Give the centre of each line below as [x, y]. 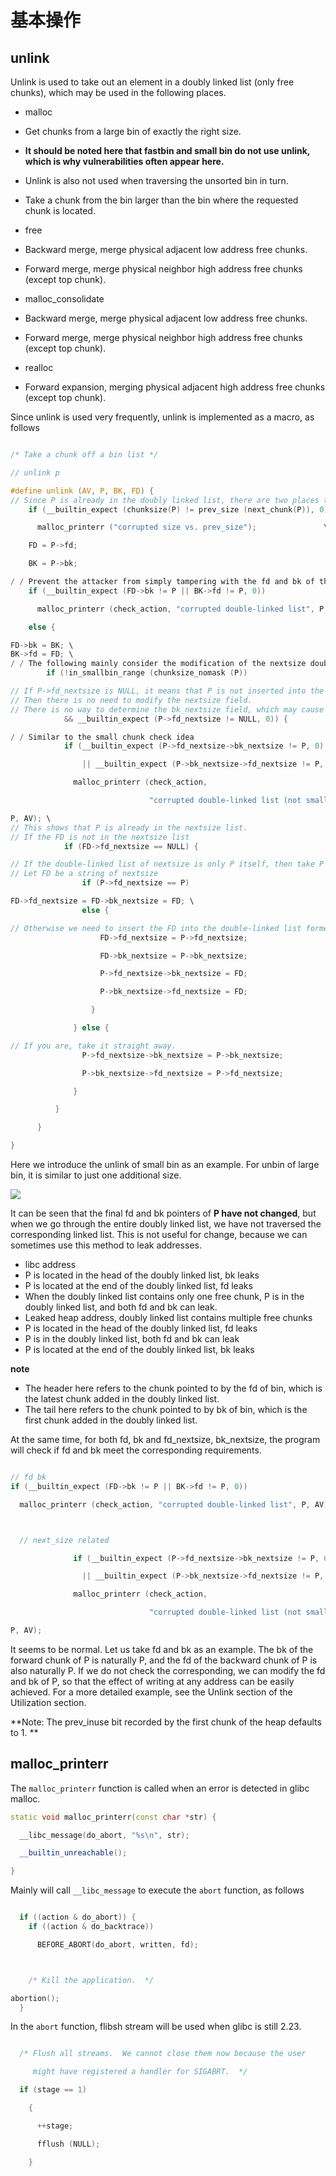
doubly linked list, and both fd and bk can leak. [121, 1307]
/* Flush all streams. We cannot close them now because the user [163, 2054]
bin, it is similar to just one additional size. [96, 1175]
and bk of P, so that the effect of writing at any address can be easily [152, 1681]
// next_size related [64, 1540]
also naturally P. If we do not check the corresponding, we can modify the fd [168, 1670]
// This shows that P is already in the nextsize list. [129, 827]
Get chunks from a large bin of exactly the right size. [133, 131]
